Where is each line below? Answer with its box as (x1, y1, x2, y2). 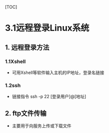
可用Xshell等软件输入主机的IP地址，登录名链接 (12, 70, 105, 75)
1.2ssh (5, 82, 21, 89)
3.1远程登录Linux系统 (5, 23, 89, 33)
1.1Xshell (5, 58, 26, 65)
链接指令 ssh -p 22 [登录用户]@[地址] (12, 94, 86, 100)
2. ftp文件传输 (5, 109, 47, 118)
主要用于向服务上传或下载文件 (12, 123, 71, 129)
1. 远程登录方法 (5, 43, 50, 51)
